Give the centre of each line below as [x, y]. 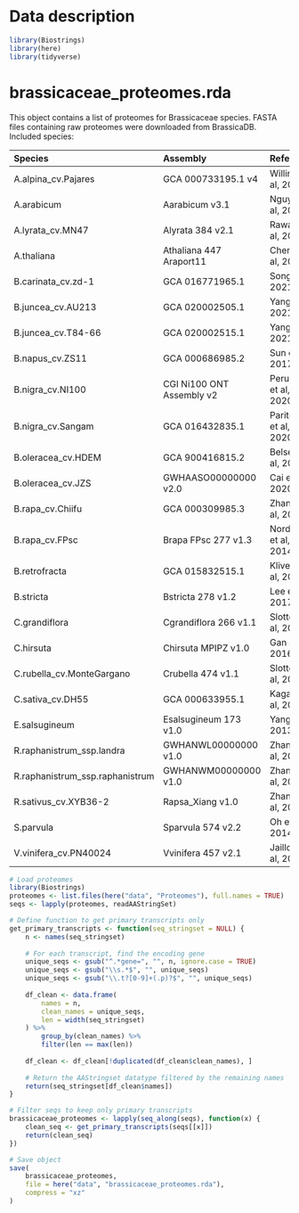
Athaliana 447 [193, 250]
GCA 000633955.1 [204, 699]
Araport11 [185, 261]
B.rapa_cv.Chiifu [48, 508]
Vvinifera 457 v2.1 [202, 853]
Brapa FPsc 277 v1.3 [208, 539]
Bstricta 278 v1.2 [200, 596]
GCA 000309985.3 [204, 508]
